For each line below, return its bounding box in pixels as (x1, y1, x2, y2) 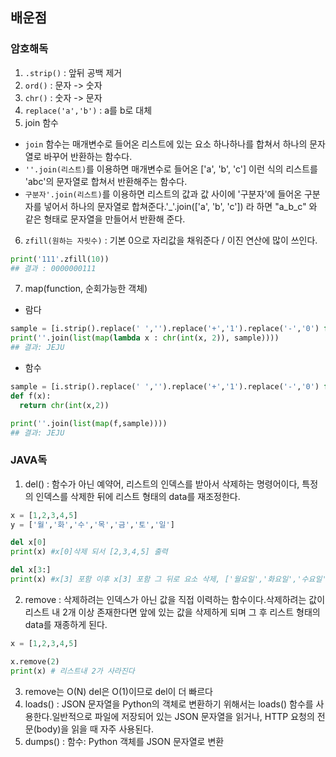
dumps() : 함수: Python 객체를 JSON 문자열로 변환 (24, 735, 225, 747)
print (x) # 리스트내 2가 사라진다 (10, 666, 135, 676)
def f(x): (10, 391, 52, 401)
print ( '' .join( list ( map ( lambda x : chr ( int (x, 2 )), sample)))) (10, 333, 280, 343)
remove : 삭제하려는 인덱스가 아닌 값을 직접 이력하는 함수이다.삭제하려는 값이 (24, 593, 326, 605)
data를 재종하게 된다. (24, 618, 108, 630)
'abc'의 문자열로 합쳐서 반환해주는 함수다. (24, 175, 188, 187)
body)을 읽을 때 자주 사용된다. (36, 723, 154, 735)
